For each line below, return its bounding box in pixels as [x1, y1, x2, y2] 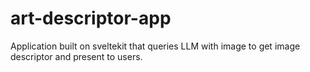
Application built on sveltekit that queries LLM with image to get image [10, 40, 301, 52]
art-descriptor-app [10, 7, 172, 30]
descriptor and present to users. [10, 50, 143, 62]
